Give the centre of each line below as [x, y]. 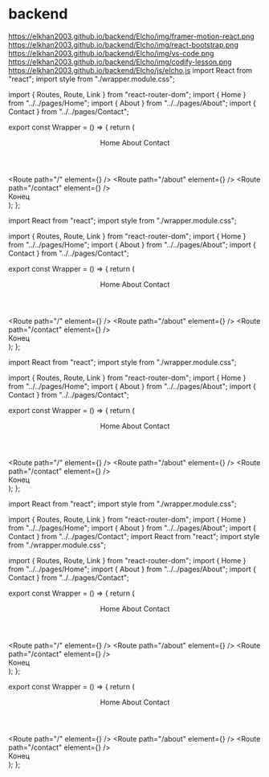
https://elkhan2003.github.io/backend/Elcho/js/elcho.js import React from [130, 70]
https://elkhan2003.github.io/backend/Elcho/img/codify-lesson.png [120, 62]
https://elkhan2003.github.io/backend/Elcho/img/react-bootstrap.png [123, 44]
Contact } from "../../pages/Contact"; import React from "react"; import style [134, 536]
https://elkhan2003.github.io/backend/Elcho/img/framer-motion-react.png [131, 36]
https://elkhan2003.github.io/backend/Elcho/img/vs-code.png [111, 53]
